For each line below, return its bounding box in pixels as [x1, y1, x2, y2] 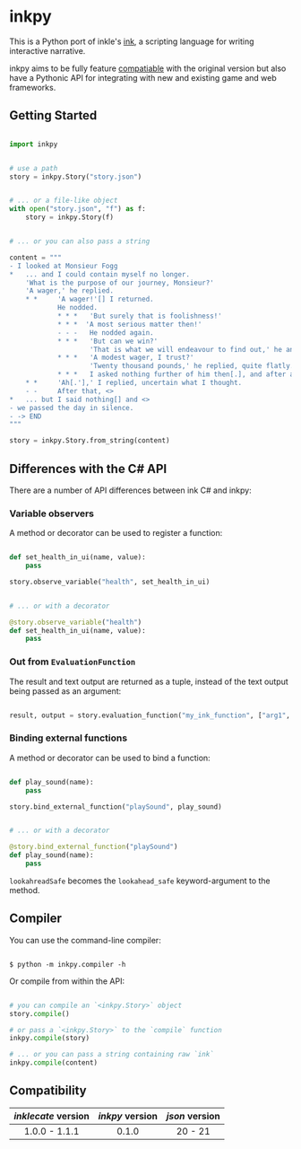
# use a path [9, 163, 58, 172]
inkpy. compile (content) [9, 1058, 99, 1067]
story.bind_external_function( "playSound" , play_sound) [9, 802, 222, 811]
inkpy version [98, 1110, 159, 1122]
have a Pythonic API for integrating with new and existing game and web [9, 72, 278, 83]
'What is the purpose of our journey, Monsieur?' [25, 278, 215, 287]
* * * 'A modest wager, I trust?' [56, 353, 194, 363]
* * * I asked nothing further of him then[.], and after [56, 370, 287, 379]
